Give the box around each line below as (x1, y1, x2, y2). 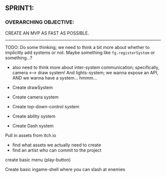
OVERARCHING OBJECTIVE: (5, 19, 75, 26)
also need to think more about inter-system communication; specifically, (12, 64, 160, 70)
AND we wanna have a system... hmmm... (12, 75, 97, 81)
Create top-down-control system (12, 103, 80, 109)
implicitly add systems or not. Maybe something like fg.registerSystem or (5, 49, 155, 55)
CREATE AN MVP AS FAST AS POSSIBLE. (5, 30, 89, 36)
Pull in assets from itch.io (5, 132, 56, 138)
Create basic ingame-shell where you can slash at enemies (5, 166, 125, 172)
